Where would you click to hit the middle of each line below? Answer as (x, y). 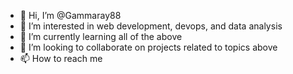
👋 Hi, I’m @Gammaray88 (70, 15)
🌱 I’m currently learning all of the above (101, 36)
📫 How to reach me (61, 58)
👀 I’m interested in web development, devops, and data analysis (151, 26)
